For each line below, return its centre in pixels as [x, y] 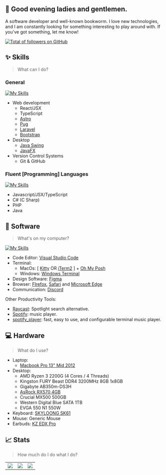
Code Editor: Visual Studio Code [45, 258]
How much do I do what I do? [47, 455]
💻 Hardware [25, 336]
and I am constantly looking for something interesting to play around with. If [83, 26]
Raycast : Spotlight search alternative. [51, 309]
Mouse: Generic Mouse [36, 418]
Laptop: [20, 360]
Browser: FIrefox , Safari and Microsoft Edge [57, 284]
